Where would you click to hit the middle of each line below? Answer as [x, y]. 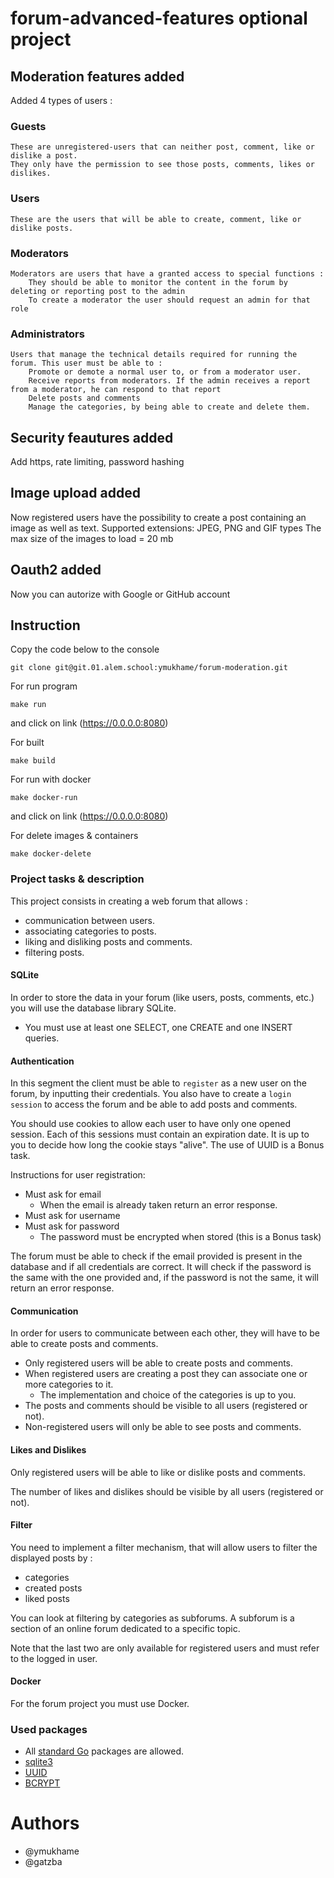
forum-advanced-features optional [159, 18]
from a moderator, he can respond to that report [116, 390]
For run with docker [51, 779]
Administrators [47, 334]
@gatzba [43, 1862]
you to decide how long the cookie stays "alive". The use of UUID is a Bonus [167, 1145]
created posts [53, 1588]
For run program [44, 686]
